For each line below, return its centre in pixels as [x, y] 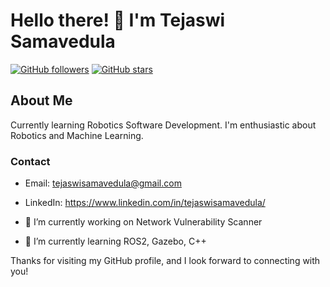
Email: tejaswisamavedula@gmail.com [103, 183]
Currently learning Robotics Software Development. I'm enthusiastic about [163, 125]
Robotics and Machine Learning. [77, 135]
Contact [30, 161]
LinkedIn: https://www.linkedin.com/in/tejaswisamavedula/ [145, 203]
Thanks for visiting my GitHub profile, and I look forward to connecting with [165, 261]
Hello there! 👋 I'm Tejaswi [118, 20]
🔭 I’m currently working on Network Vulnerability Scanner [143, 222]
